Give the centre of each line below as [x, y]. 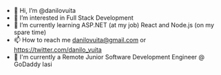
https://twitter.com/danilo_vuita [57, 50]
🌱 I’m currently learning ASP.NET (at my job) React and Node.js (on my [114, 25]
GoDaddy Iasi [33, 64]
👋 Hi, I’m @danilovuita [45, 11]
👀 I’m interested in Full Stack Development [74, 18]
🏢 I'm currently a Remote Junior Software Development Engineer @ [109, 57]
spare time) [30, 32]
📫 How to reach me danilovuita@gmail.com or [80, 40]
